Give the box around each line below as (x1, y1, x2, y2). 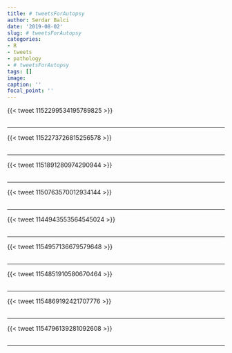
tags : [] (7, 68, 32, 75)
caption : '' (7, 81, 41, 88)
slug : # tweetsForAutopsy (7, 29, 81, 37)
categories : (7, 36, 41, 43)
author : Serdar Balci (7, 17, 70, 24)
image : (7, 74, 26, 82)
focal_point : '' (7, 87, 54, 94)
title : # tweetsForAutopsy (7, 10, 85, 17)
